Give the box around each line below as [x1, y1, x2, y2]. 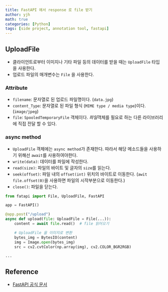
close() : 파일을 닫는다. [12, 184, 58, 190]
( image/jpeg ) [12, 108, 39, 114]
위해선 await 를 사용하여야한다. [18, 152, 78, 158]
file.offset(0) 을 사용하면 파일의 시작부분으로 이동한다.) [12, 177, 125, 183]
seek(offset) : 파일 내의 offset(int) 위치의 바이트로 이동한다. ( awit [12, 171, 147, 177]
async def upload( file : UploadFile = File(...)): [5, 216, 112, 222]
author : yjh [5, 12, 30, 17]
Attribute [5, 84, 28, 91]
